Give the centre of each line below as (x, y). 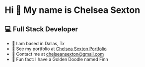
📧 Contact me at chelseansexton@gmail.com (58, 54)
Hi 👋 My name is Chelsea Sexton (72, 10)
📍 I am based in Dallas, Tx (38, 43)
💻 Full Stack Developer (41, 29)
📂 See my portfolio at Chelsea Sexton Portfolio (59, 49)
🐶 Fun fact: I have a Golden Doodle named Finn (60, 59)
